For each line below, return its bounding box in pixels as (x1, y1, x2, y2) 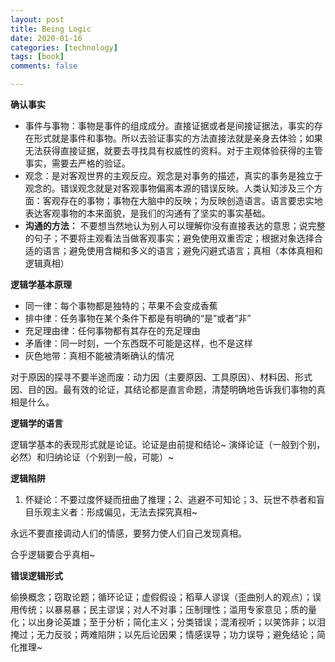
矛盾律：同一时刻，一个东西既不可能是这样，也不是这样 (24, 337, 253, 349)
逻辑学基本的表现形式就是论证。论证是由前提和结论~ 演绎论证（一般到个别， (10, 439, 326, 450)
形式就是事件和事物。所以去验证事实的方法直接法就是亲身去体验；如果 (33, 132, 323, 144)
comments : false (10, 61, 78, 71)
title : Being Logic (10, 24, 92, 34)
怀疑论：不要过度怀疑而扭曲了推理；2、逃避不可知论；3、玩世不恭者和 (24, 494, 317, 505)
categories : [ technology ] (10, 42, 118, 53)
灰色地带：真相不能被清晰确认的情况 (24, 350, 175, 361)
